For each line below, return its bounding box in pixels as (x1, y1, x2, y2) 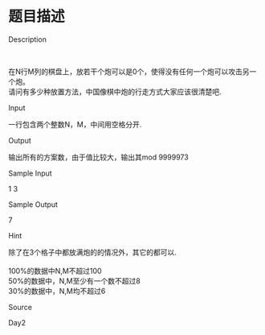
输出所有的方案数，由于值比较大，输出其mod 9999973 (8, 152, 189, 162)
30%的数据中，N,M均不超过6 (8, 286, 106, 296)
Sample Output (8, 199, 59, 209)
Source (8, 302, 32, 312)
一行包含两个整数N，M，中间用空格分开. (8, 119, 142, 129)
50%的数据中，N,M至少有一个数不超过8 (8, 275, 141, 286)
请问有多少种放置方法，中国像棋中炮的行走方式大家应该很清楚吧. (8, 86, 222, 97)
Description (8, 34, 47, 44)
